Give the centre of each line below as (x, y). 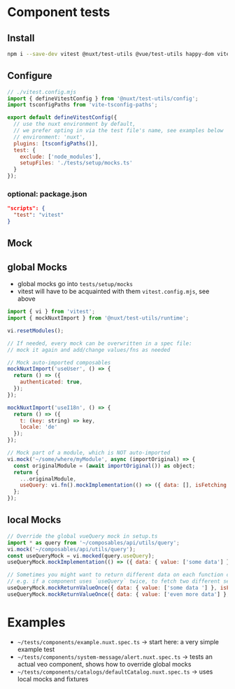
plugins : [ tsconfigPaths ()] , (56, 143)
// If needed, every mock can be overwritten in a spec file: (100, 343)
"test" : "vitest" (39, 215)
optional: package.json (47, 194)
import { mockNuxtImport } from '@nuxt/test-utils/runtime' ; (98, 318)
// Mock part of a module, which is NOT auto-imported (89, 453)
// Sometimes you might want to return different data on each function (115, 575)
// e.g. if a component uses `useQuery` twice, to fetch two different (114, 581)
